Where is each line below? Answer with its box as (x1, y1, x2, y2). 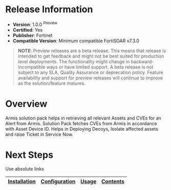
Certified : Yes (12, 27, 42, 33)
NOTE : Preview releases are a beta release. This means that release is (17, 47, 166, 54)
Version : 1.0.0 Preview (12, 20, 58, 28)
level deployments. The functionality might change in (17, 58, 130, 64)
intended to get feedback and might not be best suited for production (17, 53, 164, 59)
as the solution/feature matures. (17, 80, 85, 86)
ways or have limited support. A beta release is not (46, 64, 154, 70)
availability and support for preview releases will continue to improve (17, 75, 163, 81)
